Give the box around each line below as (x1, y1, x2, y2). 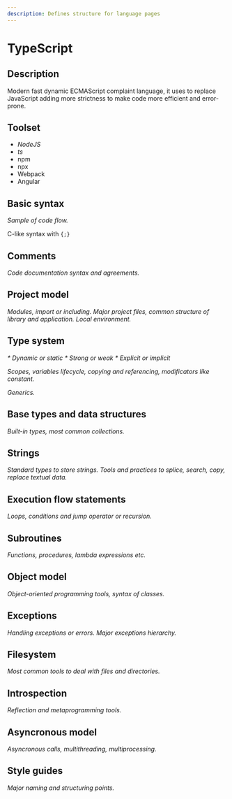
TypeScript (7, 40, 73, 56)
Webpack (17, 170, 45, 178)
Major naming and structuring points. (7, 784, 115, 792)
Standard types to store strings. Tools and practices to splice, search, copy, (7, 466, 226, 474)
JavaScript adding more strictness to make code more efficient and (7, 94, 201, 102)
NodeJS (17, 141, 41, 149)
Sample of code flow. (7, 216, 68, 224)
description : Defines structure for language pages (7, 10, 160, 17)
